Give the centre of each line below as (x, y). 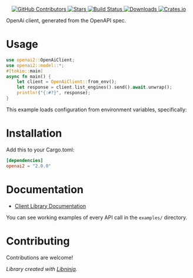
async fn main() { (29, 77)
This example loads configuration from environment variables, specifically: (96, 110)
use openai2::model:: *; (35, 65)
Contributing (38, 241)
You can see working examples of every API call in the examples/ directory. (97, 217)
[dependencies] (25, 160)
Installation (34, 133)
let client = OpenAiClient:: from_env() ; (67, 82)
